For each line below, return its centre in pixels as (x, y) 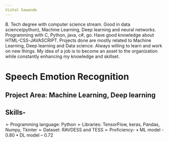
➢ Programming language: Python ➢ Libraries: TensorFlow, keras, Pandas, (82, 124)
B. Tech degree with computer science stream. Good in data (68, 24)
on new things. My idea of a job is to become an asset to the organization (81, 51)
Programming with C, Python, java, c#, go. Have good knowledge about (80, 35)
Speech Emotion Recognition (67, 77)
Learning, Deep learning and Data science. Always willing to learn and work (84, 45)
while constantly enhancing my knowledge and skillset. (63, 56)
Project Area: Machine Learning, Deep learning (80, 95)
